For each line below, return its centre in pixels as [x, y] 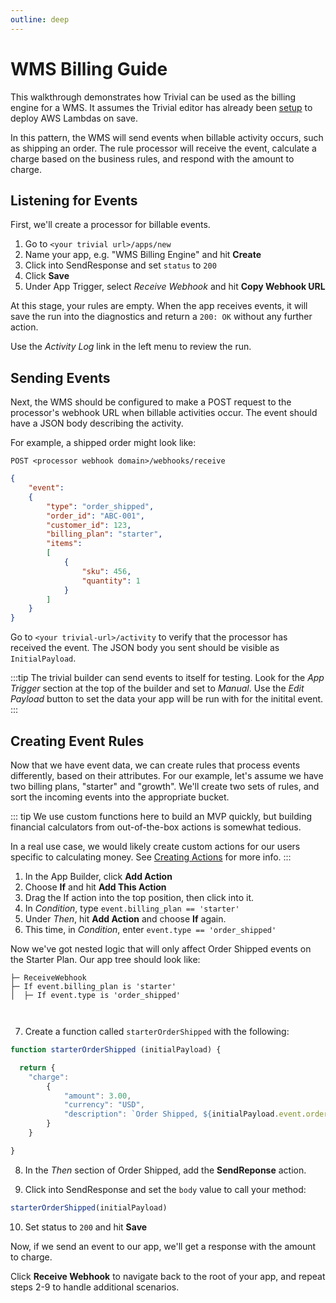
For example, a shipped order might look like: [103, 443]
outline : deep [40, 19]
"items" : [64, 544]
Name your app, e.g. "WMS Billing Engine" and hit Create [143, 255]
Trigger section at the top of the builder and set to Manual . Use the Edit [157, 688]
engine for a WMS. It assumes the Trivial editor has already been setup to [161, 107]
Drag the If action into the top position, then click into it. [139, 897]
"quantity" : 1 [111, 581]
